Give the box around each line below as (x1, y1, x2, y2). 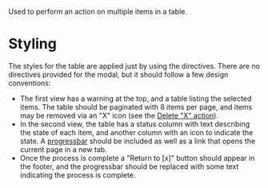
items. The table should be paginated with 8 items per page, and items (19, 102, 253, 111)
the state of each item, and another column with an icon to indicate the (19, 127, 254, 137)
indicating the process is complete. (19, 170, 136, 179)
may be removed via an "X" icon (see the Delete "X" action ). (19, 110, 218, 120)
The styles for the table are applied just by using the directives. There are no (8, 61, 260, 70)
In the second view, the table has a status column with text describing (19, 119, 250, 129)
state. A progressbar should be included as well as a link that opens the (19, 136, 256, 146)
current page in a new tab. (19, 144, 107, 154)
